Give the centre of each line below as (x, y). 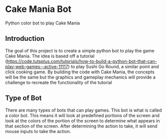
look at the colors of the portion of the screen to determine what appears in (83, 121)
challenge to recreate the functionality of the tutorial (59, 82)
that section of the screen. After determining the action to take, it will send (81, 126)
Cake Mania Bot (38, 9)
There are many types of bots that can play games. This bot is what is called (83, 110)
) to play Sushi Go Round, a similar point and (113, 66)
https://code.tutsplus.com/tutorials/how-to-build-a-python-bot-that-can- (82, 61)
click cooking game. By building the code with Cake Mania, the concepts (80, 72)
